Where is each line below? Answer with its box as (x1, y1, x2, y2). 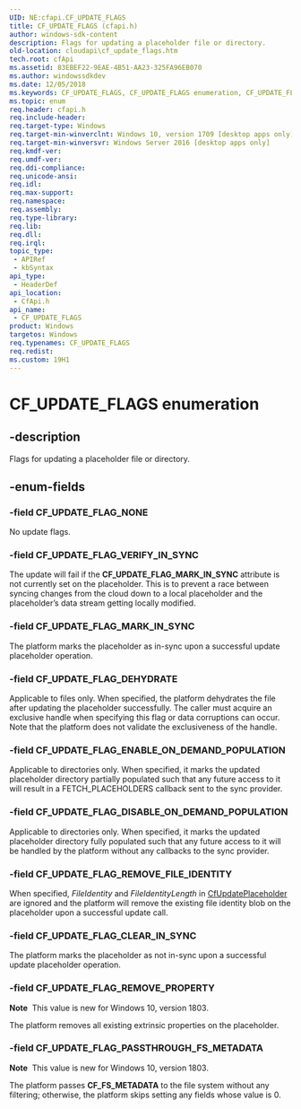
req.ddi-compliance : (9, 163, 87, 172)
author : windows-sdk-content (9, 30, 118, 39)
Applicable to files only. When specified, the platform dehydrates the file (9, 693, 276, 704)
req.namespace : (9, 196, 66, 206)
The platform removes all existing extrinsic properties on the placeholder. (9, 1019, 279, 1030)
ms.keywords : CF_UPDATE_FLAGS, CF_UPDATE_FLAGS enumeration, (9, 88, 243, 97)
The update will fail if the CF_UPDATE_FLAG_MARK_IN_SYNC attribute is (9, 569, 280, 580)
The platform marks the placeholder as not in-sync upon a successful (9, 950, 267, 961)
